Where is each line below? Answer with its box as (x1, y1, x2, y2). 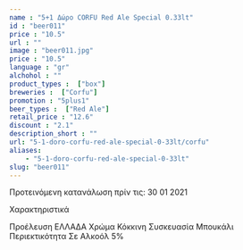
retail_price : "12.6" (9, 112, 94, 121)
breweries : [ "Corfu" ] (9, 87, 98, 96)
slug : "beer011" (9, 162, 70, 171)
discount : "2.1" (9, 121, 74, 130)
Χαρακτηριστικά (9, 204, 70, 215)
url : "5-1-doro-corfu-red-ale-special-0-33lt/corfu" (9, 137, 210, 146)
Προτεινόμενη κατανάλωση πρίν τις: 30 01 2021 (9, 187, 188, 197)
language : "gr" (9, 63, 70, 72)
